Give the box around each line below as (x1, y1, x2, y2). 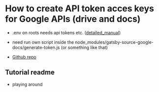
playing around (12, 81, 43, 87)
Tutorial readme (5, 68, 55, 77)
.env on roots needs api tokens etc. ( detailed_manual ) (12, 30, 121, 35)
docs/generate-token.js (12, 44, 60, 50)
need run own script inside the (12, 39, 74, 45)
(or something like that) (60, 44, 108, 50)
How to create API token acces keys (5, 3, 155, 14)
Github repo (12, 54, 37, 60)
